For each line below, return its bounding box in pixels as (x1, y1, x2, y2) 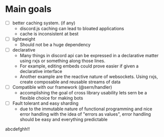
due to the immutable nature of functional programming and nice (19, 106, 153, 112)
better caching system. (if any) (12, 20, 76, 26)
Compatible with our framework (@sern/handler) (12, 84, 112, 90)
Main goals (5, 3, 52, 15)
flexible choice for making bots (19, 95, 83, 101)
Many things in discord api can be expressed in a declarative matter (19, 53, 159, 59)
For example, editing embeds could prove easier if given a (19, 63, 139, 69)
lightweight (12, 36, 36, 42)
